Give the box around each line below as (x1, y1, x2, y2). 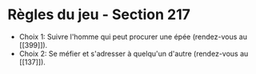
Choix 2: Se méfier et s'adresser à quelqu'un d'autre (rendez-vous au (18, 49, 249, 58)
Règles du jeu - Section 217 (7, 6, 191, 24)
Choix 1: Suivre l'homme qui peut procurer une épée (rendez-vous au (18, 32, 247, 41)
